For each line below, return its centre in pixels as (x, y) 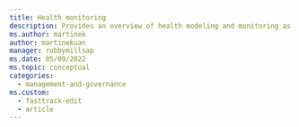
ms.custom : (30, 92)
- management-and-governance (72, 84)
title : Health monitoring (57, 17)
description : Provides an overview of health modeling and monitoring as (150, 26)
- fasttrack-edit (50, 101)
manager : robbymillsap (52, 51)
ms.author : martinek (48, 34)
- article (35, 109)
